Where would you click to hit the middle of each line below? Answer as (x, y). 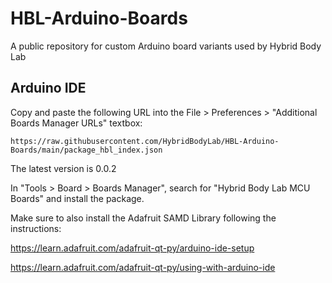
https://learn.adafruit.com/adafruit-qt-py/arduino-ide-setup (132, 248)
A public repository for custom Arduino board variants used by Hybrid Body (166, 46)
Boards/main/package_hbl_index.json (86, 150)
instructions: (36, 228)
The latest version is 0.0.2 (63, 168)
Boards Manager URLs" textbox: (76, 123)
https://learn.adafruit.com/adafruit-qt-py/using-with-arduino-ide (143, 267)
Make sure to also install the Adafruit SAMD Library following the (143, 218)
